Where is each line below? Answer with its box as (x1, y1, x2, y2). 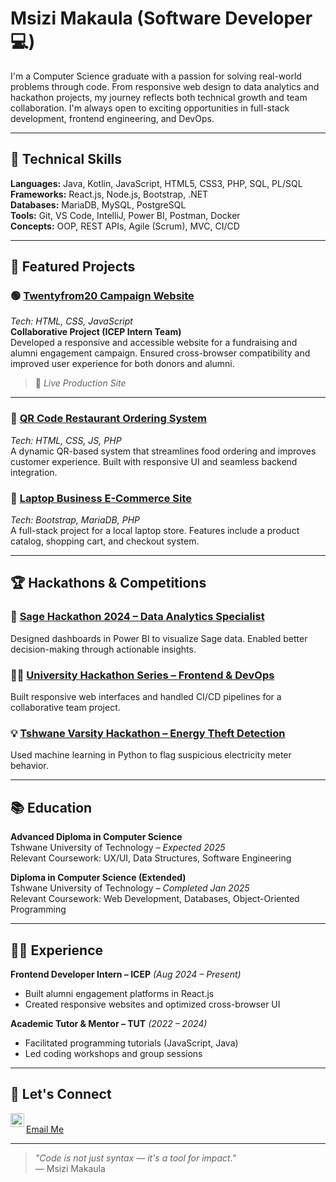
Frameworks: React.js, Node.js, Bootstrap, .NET (10, 188, 209, 200)
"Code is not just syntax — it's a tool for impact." (34, 1152, 237, 1164)
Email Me (26, 1123, 65, 1135)
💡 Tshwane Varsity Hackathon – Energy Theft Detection (10, 726, 286, 740)
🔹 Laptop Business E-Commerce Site (10, 491, 193, 505)
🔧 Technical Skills (10, 151, 123, 168)
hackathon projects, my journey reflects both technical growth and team (10, 91, 308, 103)
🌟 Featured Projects (10, 258, 136, 276)
